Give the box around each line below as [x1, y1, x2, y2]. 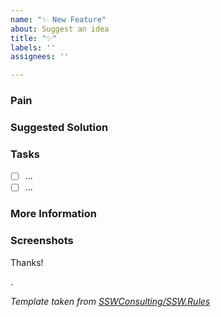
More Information [10, 207, 97, 221]
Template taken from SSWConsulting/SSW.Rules [10, 295, 211, 307]
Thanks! [10, 256, 44, 268]
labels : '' [10, 42, 56, 53]
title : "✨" [10, 33, 58, 43]
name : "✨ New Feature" [10, 14, 107, 25]
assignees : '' [10, 52, 70, 62]
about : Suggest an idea [10, 24, 110, 34]
